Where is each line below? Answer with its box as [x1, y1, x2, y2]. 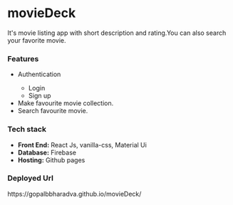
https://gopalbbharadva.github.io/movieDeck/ [7, 189, 142, 198]
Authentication [17, 70, 61, 79]
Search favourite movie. [17, 107, 88, 115]
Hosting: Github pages [17, 155, 86, 164]
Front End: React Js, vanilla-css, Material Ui [17, 140, 147, 149]
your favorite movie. [7, 36, 66, 44]
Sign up [28, 91, 51, 100]
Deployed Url [7, 173, 53, 183]
